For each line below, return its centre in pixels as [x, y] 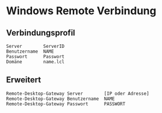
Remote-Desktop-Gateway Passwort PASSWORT [66, 104]
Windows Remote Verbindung [81, 11]
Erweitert [24, 80]
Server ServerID [35, 46]
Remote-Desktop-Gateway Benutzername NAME [61, 99]
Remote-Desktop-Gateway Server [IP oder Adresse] [78, 93]
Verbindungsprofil [41, 33]
